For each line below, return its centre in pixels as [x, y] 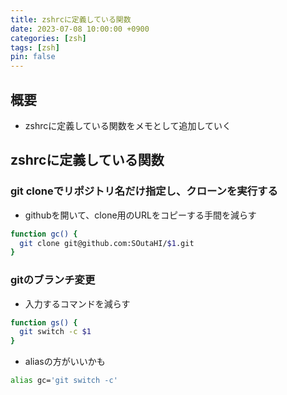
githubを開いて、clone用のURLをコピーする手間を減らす [140, 215]
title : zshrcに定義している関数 [71, 19]
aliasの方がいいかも [65, 362]
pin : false [33, 57]
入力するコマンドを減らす [77, 303]
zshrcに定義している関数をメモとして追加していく [128, 125]
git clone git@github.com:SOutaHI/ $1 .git [107, 243]
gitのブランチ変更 [53, 280]
